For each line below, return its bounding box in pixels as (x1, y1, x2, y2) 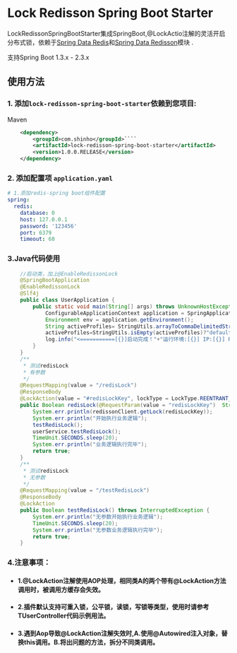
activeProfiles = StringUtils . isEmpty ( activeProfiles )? (44, 329, 207, 336)
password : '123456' (20, 223, 78, 230)
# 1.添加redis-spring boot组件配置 (7, 189, 106, 197)
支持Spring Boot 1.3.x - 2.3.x (7, 53, 90, 61)
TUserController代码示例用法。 (17, 611, 110, 620)
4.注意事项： (7, 558, 51, 567)
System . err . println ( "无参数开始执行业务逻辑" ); (32, 513, 164, 520)
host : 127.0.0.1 (20, 216, 68, 223)
